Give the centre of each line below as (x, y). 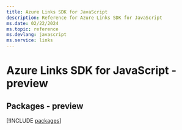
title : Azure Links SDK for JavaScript (57, 12)
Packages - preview (45, 106)
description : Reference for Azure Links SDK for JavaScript (85, 18)
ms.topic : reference (33, 29)
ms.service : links (30, 40)
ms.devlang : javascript (37, 35)
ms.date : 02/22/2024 (33, 23)
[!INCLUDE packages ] (34, 121)
